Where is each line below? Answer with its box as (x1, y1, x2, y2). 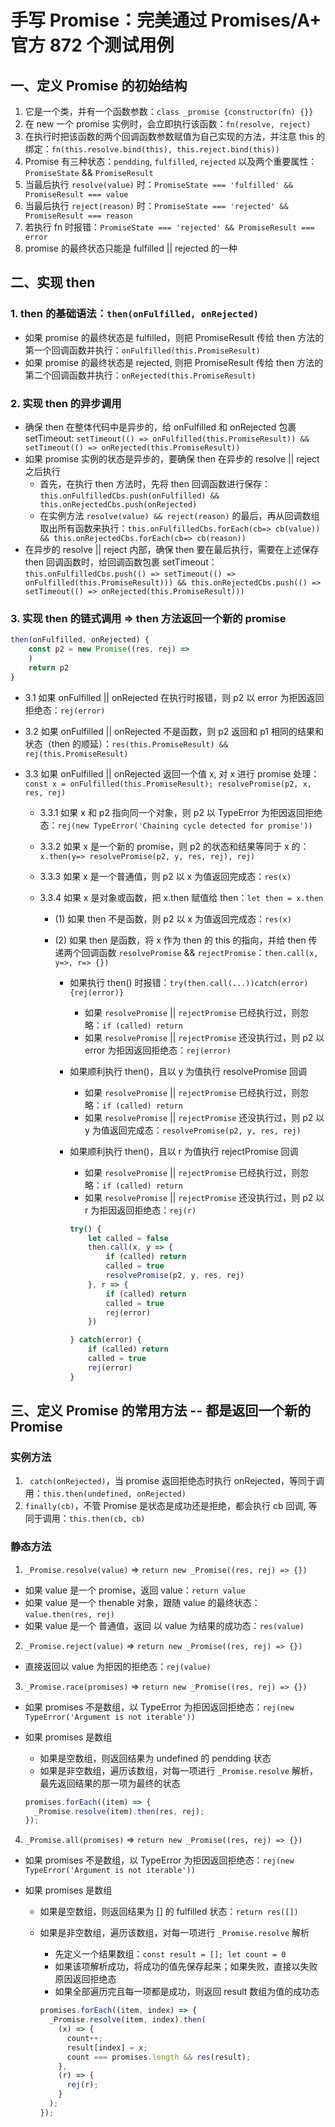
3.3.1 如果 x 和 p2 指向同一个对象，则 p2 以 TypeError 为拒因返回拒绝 (39, 806, 323, 818)
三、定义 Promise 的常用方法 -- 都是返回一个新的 (10, 1402, 312, 1420)
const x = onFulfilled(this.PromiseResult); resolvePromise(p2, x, (24, 779, 312, 789)
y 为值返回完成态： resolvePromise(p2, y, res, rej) (84, 1124, 302, 1136)
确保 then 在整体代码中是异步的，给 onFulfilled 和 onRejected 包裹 (24, 421, 297, 433)
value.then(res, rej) (24, 1609, 115, 1620)
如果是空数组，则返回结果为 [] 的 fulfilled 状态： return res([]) (39, 1906, 299, 1918)
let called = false (87, 1233, 169, 1243)
